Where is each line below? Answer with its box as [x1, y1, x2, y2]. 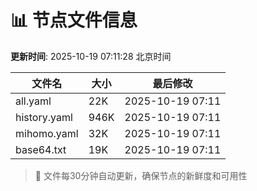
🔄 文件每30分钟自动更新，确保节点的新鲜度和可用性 [34, 169, 248, 181]
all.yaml [15, 94, 52, 108]
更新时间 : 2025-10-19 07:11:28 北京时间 [10, 50, 172, 62]
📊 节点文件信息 [10, 9, 138, 32]
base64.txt [15, 142, 67, 156]
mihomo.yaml [15, 126, 79, 140]
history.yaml [15, 110, 73, 124]
